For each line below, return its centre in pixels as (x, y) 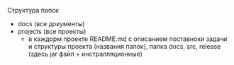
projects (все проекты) (52, 31)
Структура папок (33, 10)
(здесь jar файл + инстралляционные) (85, 54)
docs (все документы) (51, 24)
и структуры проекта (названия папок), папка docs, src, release (124, 46)
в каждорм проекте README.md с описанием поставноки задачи (128, 39)
